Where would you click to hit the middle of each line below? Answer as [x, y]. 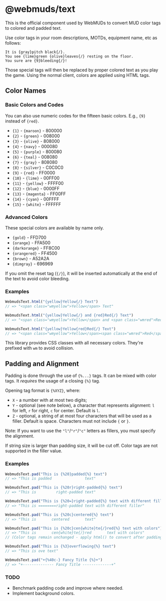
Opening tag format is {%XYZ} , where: [43, 390]
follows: [13, 43]
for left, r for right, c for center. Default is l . [56, 411]
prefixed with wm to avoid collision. [40, 348]
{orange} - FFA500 [31, 243]
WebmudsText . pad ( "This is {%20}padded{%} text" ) [56, 474]
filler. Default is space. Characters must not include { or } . [71, 421]
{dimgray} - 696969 [33, 264]
